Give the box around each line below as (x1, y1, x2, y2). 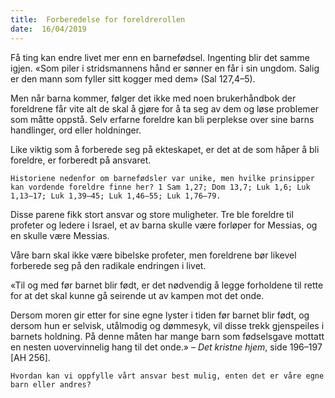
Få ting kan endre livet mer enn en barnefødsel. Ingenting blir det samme (10, 51, 310, 63)
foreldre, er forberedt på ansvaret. (10, 154, 152, 166)
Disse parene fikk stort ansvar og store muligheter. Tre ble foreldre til (10, 208, 294, 220)
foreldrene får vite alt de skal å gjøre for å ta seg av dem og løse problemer (10, 102, 320, 115)
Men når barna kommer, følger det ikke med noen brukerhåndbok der (10, 92, 297, 104)
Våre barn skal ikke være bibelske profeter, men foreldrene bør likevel (10, 249, 297, 261)
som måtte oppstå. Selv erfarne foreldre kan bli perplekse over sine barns (10, 113, 315, 125)
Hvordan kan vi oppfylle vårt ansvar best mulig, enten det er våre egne (10, 371, 325, 381)
